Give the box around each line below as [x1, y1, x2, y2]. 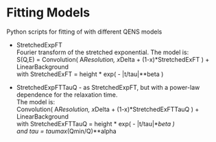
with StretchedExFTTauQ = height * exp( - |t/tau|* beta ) [16, 119, 176, 128]
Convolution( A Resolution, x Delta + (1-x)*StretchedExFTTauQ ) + [16, 105, 200, 113]
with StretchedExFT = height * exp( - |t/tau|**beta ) [16, 70, 164, 78]
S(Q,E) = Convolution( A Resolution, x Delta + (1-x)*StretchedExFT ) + [16, 55, 210, 63]
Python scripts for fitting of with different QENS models [6, 27, 163, 36]
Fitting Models [6, 5, 91, 21]
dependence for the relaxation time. [16, 91, 118, 99]
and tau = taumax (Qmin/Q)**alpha [16, 127, 117, 135]
